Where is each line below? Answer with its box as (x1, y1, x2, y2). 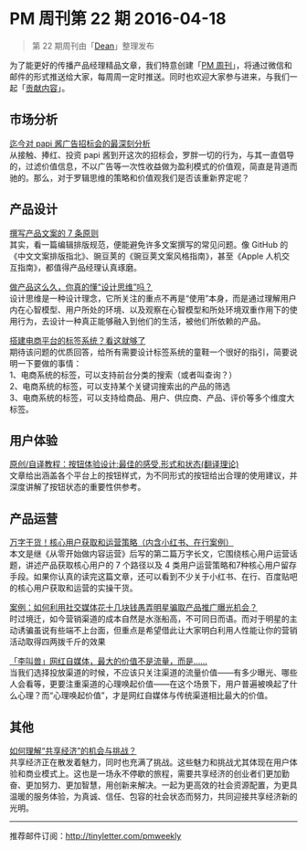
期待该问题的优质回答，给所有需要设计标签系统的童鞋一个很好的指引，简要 (9, 346, 290, 357)
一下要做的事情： (16, 357, 82, 368)
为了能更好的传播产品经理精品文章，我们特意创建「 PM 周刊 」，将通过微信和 (9, 59, 292, 70)
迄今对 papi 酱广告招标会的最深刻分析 (9, 138, 151, 149)
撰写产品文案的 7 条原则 (9, 228, 99, 239)
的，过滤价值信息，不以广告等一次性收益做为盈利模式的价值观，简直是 (9, 161, 274, 172)
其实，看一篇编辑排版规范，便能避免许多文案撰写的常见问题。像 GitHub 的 (9, 239, 289, 250)
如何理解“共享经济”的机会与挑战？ (9, 746, 137, 756)
